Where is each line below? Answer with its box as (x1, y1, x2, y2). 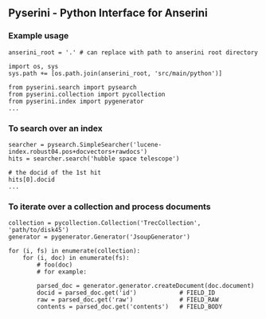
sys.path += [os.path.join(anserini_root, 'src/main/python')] (8, 69, 223, 77)
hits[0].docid (8, 175, 56, 183)
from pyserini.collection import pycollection (8, 90, 166, 98)
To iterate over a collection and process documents (8, 201, 211, 212)
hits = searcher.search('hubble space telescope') (8, 155, 180, 163)
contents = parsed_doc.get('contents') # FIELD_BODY (37, 303, 223, 311)
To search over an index (8, 123, 103, 134)
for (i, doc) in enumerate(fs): (22, 254, 130, 262)
